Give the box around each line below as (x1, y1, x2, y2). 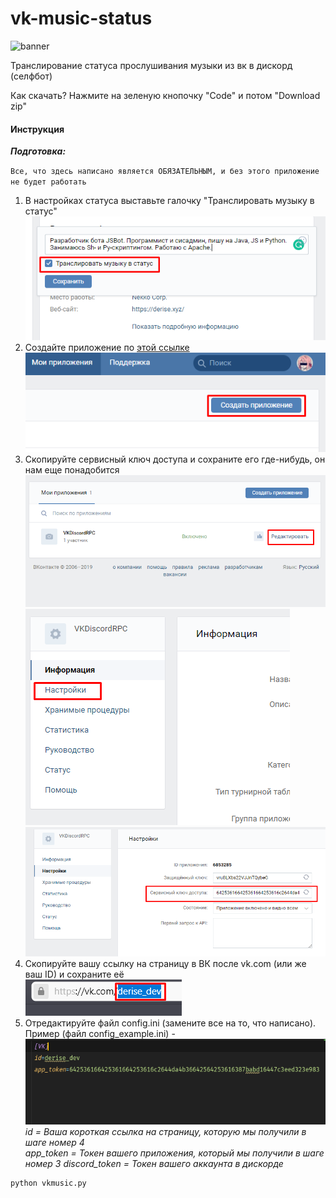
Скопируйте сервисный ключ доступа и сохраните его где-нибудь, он (24, 453, 326, 465)
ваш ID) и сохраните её (24, 968, 125, 980)
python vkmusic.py (10, 1178, 87, 1188)
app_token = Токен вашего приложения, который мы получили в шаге (24, 1147, 325, 1159)
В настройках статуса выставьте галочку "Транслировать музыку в (24, 195, 315, 207)
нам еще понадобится (24, 463, 120, 476)
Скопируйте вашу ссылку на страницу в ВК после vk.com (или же (24, 957, 307, 969)
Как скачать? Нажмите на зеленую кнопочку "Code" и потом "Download (10, 89, 321, 101)
